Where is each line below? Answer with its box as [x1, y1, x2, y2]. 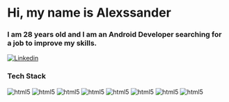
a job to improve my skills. [7, 38, 97, 48]
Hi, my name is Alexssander [7, 5, 172, 21]
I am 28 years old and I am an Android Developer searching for [7, 30, 222, 40]
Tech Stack [7, 71, 47, 81]
